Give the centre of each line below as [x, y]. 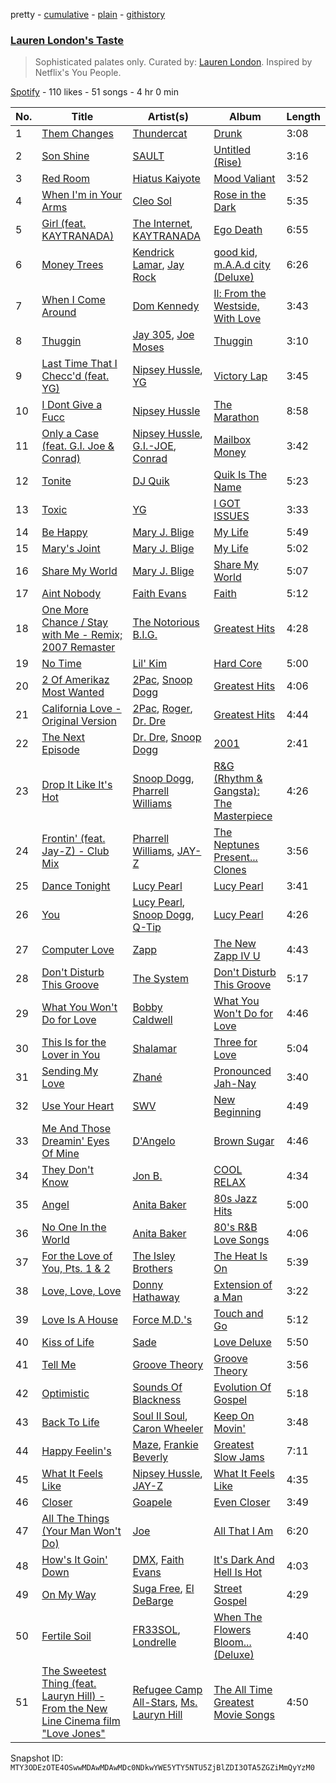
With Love [237, 319]
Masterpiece [243, 816]
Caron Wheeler [168, 1429]
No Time [61, 664]
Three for [235, 1042]
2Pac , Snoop [162, 680]
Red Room [66, 179]
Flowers [232, 1630]
